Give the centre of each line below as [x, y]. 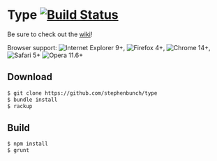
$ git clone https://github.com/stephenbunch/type [82, 93]
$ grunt [18, 151]
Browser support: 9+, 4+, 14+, [109, 47]
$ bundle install [32, 100]
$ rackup [20, 106]
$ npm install [28, 144]
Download [30, 77]
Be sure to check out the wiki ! [50, 34]
